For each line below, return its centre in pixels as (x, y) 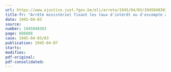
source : (13, 24)
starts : (13, 48)
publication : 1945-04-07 (32, 43)
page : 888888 (19, 33)
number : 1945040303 (26, 29)
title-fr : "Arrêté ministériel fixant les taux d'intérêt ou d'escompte (84, 15)
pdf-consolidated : (25, 62)
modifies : (16, 52)
